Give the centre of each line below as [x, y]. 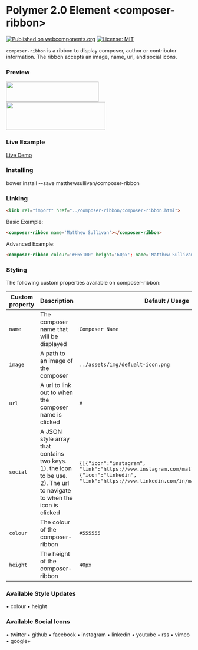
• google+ [19, 641]
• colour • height [27, 606]
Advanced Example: [30, 244]
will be [49, 336]
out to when [57, 392]
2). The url [55, 483]
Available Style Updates [41, 593]
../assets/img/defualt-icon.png [125, 365]
